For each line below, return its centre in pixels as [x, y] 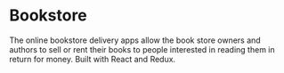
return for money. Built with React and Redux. [93, 59]
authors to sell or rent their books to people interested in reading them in [142, 49]
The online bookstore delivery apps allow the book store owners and [135, 40]
